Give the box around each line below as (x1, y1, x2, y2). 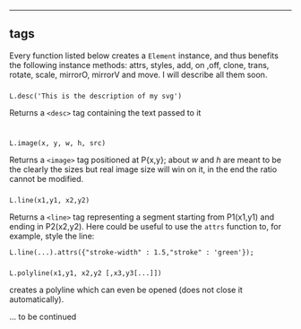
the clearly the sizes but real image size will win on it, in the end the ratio (9, 164, 278, 175)
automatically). (9, 293, 64, 305)
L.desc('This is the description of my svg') (9, 91, 182, 100)
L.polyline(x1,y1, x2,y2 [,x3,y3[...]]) (9, 268, 163, 278)
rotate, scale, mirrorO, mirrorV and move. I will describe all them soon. (9, 69, 268, 80)
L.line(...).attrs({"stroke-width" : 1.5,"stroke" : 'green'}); (9, 247, 254, 256)
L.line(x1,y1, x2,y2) (9, 195, 90, 204)
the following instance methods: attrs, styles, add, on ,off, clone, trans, (9, 59, 270, 70)
